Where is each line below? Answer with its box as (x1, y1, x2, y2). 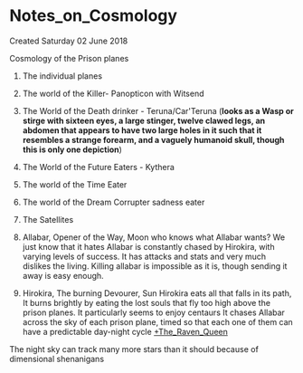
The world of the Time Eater (22, 178, 128, 190)
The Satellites (22, 214, 74, 225)
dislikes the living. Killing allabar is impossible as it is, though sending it (22, 260, 288, 272)
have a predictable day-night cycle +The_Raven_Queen (22, 326, 228, 337)
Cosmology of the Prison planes (9, 53, 129, 63)
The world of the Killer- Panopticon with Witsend (22, 88, 205, 99)
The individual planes (22, 70, 102, 81)
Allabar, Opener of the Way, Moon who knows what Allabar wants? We (22, 232, 286, 243)
